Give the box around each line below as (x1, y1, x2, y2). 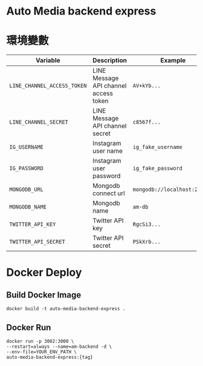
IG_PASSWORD (9, 165, 44, 172)
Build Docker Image (6, 290, 82, 300)
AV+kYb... (132, 82, 161, 89)
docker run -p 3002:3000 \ (6, 338, 74, 344)
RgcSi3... (132, 221, 161, 228)
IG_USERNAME (9, 144, 44, 151)
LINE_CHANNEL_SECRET (9, 119, 68, 125)
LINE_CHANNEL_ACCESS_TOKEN (9, 82, 87, 89)
